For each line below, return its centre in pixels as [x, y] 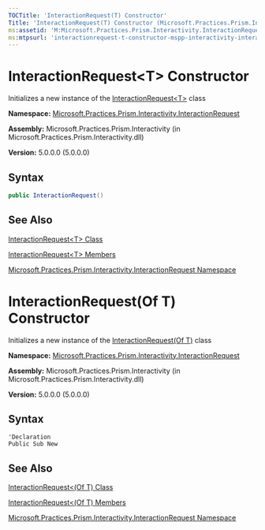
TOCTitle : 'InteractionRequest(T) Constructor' [88, 15]
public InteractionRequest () [56, 196]
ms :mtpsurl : [28, 37]
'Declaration [30, 437]
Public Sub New [33, 444]
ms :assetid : [28, 30]
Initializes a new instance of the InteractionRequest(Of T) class [110, 340]
